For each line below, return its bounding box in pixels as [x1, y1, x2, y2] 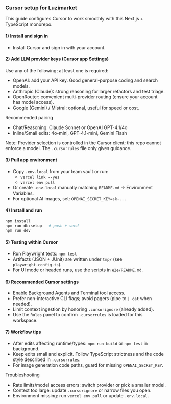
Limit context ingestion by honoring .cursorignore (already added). [12, 306, 154, 312]
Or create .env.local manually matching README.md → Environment [12, 184, 153, 190]
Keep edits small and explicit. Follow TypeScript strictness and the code [12, 351, 164, 357]
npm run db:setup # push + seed [5, 223, 79, 228]
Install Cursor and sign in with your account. [12, 44, 106, 50]
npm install [5, 219, 31, 224]
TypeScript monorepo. [5, 21, 53, 27]
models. [12, 82, 30, 89]
